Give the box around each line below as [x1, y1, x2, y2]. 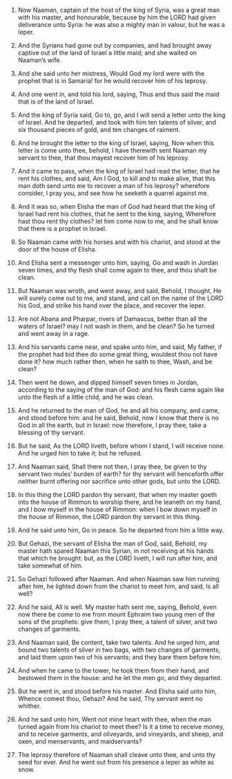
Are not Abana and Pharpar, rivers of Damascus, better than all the [17, 315, 208, 323]
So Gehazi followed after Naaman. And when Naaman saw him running [17, 575, 220, 583]
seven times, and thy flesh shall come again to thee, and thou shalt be [17, 266, 217, 274]
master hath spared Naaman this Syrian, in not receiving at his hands [17, 547, 214, 555]
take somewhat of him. [17, 561, 84, 570]
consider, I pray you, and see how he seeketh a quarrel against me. [17, 189, 209, 197]
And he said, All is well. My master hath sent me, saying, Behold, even [17, 603, 217, 611]
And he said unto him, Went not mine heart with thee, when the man [17, 715, 211, 723]
